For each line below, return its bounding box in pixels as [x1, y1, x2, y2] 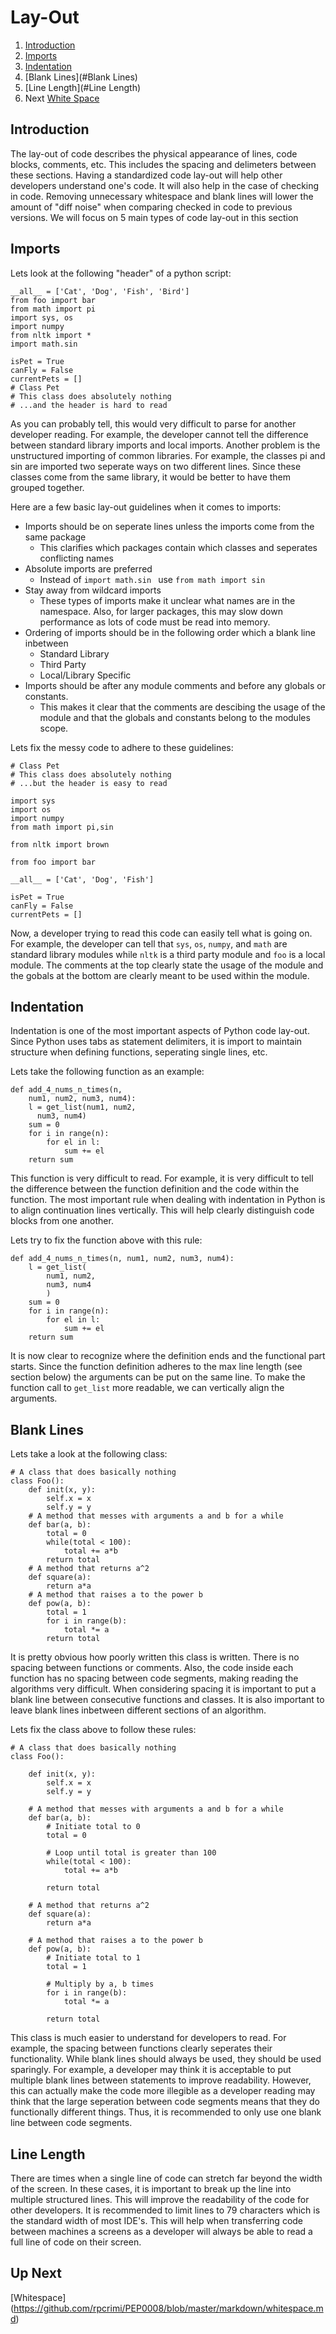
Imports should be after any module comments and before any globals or [24, 679, 326, 691]
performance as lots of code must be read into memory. [39, 616, 271, 628]
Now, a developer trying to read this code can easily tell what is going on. [10, 927, 313, 939]
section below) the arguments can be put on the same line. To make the [10, 1371, 306, 1383]
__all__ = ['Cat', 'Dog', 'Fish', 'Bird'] [10, 286, 190, 296]
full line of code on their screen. [10, 2236, 142, 2248]
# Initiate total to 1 [46, 1953, 141, 1963]
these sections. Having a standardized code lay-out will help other [10, 169, 283, 181]
